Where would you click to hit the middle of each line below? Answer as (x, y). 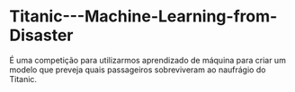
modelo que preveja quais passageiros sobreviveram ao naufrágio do (138, 70)
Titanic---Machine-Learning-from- (143, 17)
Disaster (41, 35)
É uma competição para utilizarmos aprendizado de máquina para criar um (147, 60)
